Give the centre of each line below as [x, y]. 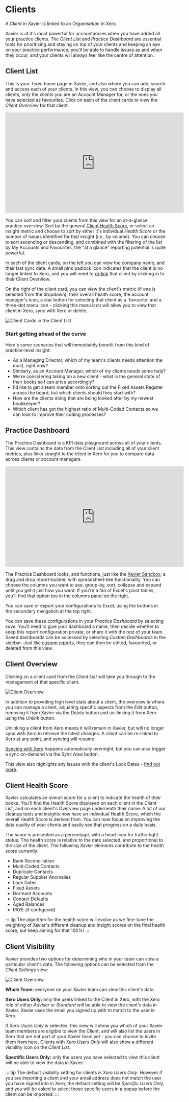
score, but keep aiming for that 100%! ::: [47, 930]
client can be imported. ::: [32, 1094]
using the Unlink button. [30, 718]
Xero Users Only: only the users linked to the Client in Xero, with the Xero [83, 999]
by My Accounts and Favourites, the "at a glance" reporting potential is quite [86, 247]
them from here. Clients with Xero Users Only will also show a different [79, 1042]
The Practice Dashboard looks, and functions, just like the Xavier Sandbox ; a [86, 574]
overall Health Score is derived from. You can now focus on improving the [83, 819]
